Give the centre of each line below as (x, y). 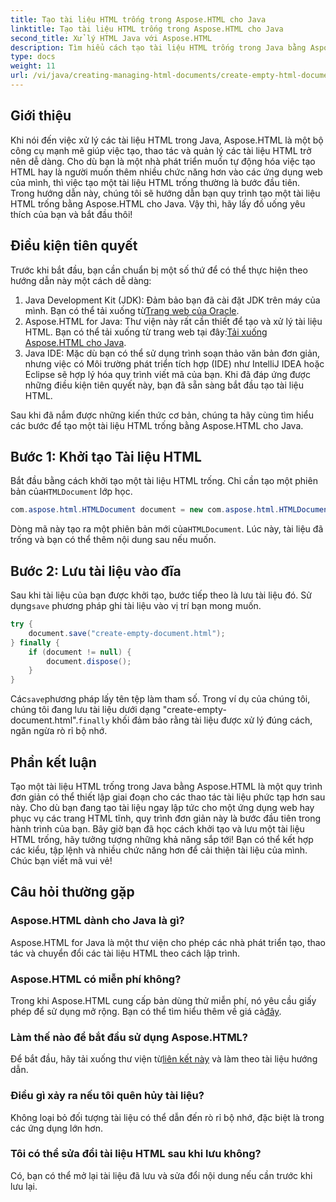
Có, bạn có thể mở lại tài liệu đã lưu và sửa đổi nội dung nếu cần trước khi (161, 1175)
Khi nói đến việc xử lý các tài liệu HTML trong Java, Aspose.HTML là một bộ (167, 140)
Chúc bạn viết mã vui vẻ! (61, 860)
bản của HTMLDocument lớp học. (71, 492)
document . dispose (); (89, 661)
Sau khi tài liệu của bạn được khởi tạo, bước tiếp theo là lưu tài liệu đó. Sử (161, 595)
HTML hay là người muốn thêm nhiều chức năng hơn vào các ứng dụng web (166, 172)
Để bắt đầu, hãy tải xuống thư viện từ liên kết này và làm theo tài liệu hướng (164, 1059)
